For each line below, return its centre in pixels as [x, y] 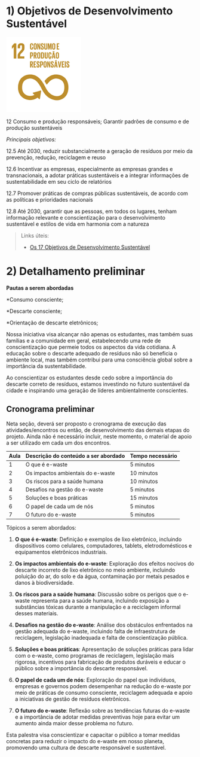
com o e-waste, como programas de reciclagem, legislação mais [94, 656]
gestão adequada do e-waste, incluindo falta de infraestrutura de [95, 631]
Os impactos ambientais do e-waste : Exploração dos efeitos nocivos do [104, 564]
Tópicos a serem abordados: [41, 528]
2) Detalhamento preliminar [76, 271]
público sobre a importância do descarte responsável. [81, 668]
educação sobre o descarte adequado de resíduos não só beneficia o [92, 353]
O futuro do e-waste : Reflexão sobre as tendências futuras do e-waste [102, 711]
